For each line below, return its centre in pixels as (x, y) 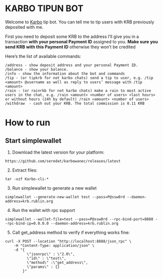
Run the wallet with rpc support (44, 210)
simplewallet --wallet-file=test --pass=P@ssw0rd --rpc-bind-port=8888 (79, 219)
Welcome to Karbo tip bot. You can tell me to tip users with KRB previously (80, 22)
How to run (28, 123)
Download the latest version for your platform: (58, 152)
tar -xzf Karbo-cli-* (27, 179)
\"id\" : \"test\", (46, 258)
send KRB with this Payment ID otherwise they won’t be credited (70, 47)
